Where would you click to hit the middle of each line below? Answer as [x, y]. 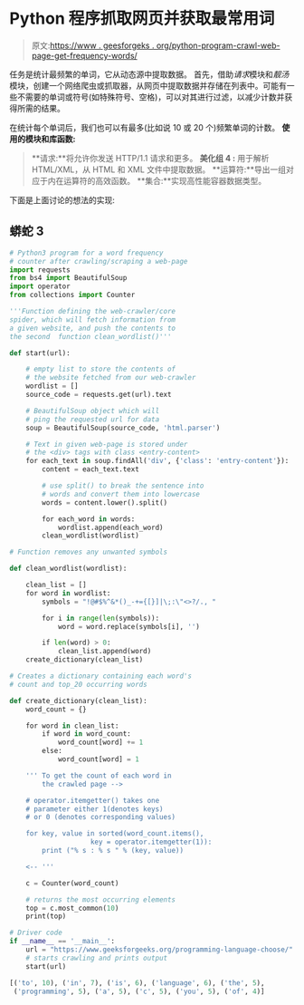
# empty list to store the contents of [101, 369]
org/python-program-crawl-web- [218, 45]
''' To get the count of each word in [99, 776]
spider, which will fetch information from [93, 319]
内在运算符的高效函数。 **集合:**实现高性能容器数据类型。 [157, 180]
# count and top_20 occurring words [78, 684]
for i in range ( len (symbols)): [101, 618]
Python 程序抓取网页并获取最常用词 [142, 19]
